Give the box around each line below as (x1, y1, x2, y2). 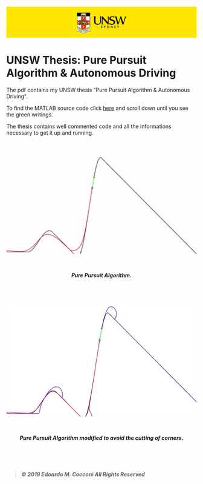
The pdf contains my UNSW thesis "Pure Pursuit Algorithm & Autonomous (6, 86, 190, 94)
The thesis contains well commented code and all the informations (6, 123, 172, 130)
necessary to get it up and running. (6, 129, 94, 136)
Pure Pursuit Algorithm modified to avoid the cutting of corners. (19, 434, 184, 442)
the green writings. (6, 111, 53, 118)
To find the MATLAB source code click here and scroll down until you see (6, 104, 188, 112)
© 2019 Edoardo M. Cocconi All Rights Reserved (21, 471, 145, 478)
